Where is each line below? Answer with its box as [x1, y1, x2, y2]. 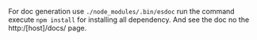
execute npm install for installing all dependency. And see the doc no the [8, 15, 250, 24]
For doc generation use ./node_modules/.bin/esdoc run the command [8, 7, 236, 16]
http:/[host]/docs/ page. [8, 24, 87, 32]
